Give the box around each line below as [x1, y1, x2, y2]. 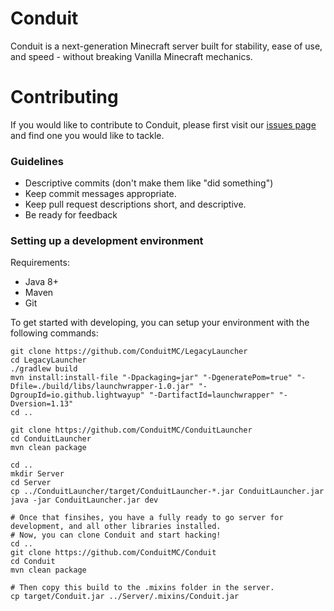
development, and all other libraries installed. [10, 522, 222, 532]
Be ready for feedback [24, 209, 118, 221]
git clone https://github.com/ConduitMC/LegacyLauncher [10, 347, 248, 357]
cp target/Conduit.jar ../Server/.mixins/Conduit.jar [10, 592, 240, 602]
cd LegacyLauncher [10, 355, 87, 366]
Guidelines [10, 154, 64, 168]
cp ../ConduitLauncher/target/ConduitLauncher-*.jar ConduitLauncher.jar [10, 487, 325, 497]
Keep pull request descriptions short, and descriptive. [24, 198, 247, 211]
